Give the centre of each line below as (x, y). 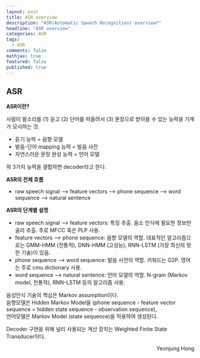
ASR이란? (18, 107)
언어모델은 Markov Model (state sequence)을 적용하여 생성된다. (82, 316)
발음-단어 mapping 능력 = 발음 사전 (56, 147)
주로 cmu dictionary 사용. (52, 268)
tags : (13, 39)
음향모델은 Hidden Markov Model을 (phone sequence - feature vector (91, 303)
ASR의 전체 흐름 (25, 180)
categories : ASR (26, 34)
